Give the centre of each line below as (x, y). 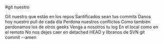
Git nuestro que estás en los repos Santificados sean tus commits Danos (78, 16)
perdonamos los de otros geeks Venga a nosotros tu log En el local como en (82, 27)
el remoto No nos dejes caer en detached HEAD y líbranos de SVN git (75, 32)
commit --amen (21, 37)
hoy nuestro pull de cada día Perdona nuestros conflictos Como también (78, 22)
